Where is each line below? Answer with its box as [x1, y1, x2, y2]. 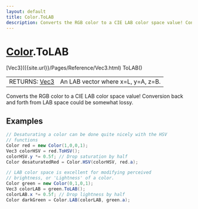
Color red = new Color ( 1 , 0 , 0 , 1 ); [6, 142, 88, 148]
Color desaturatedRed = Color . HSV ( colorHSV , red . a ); [6, 159, 138, 165]
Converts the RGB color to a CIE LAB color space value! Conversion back [6, 92, 184, 100]
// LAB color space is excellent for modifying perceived [6, 170, 151, 175]
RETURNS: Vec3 [9, 78, 55, 86]
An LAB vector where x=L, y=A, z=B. [60, 78, 161, 86]
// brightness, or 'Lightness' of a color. [6, 175, 115, 181]
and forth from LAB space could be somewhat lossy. [6, 99, 134, 106]
